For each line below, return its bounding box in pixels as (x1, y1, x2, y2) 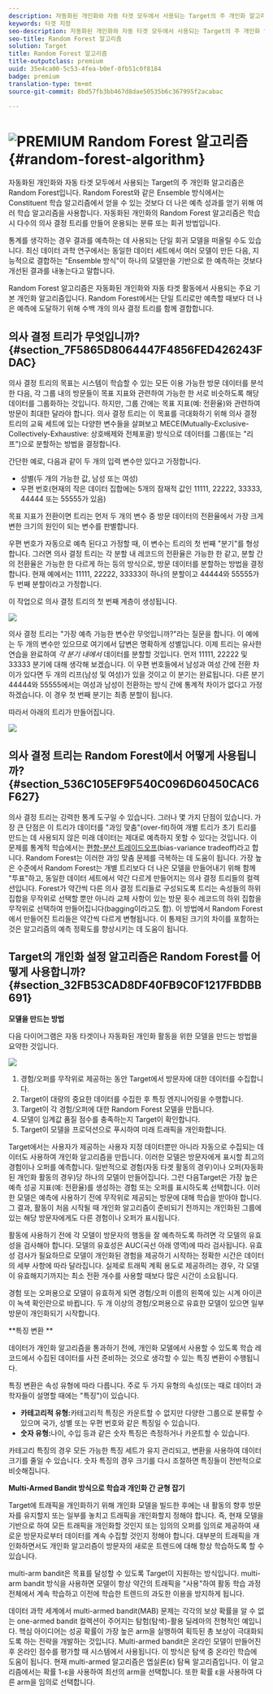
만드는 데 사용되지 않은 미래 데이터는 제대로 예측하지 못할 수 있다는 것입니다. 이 (8, 832, 258, 842)
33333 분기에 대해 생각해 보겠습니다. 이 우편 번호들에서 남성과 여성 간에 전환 (8, 660, 251, 669)
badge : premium (8, 72, 60, 80)
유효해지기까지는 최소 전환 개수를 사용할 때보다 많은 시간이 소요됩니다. (16, 1271, 238, 1280)
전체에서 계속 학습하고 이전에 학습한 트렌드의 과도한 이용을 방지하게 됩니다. (8, 1588, 245, 1598)
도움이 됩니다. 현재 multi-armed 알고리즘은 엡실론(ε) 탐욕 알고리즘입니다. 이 (8, 1657, 249, 1666)
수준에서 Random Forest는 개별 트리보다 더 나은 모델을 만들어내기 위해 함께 (16, 863, 256, 873)
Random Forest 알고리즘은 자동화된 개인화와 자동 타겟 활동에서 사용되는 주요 (8, 284, 252, 293)
